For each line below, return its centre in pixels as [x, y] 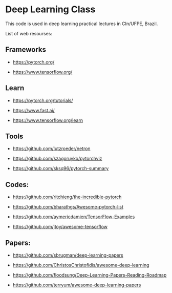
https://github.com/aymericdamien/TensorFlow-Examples [74, 217]
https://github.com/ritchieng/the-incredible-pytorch [67, 197]
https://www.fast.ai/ [34, 110]
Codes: [17, 185]
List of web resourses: [29, 33]
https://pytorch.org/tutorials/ [43, 100]
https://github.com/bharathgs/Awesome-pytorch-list [68, 207]
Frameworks [26, 50]
